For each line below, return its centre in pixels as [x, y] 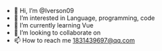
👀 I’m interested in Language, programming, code [84, 18]
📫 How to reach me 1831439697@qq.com [74, 40]
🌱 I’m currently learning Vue [53, 25]
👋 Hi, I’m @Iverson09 [44, 11]
